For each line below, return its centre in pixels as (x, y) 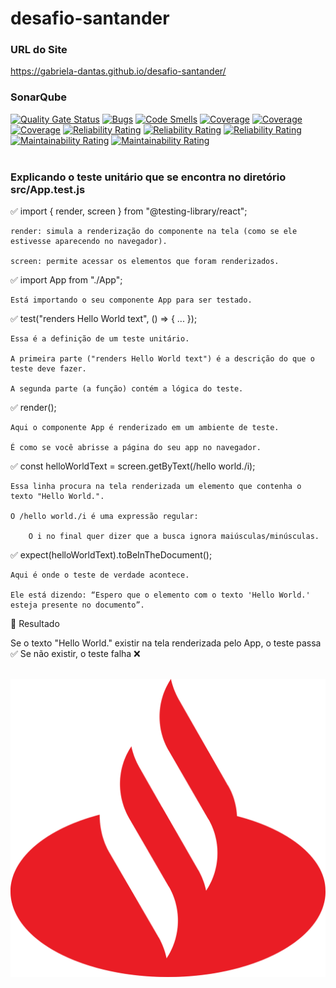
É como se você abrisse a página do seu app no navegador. (136, 448)
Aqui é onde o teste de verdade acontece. (100, 575)
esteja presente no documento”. (77, 605)
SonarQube (39, 97)
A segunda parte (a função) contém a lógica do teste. (127, 389)
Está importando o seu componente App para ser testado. (131, 300)
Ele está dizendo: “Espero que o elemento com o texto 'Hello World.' (160, 595)
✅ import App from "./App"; (66, 280)
